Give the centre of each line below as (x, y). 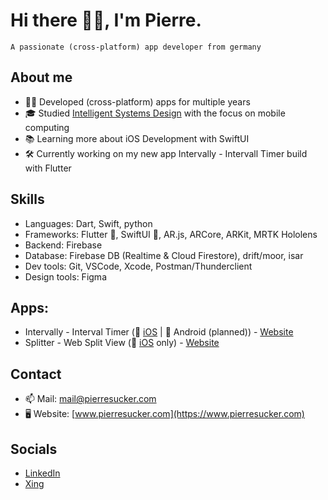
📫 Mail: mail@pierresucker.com (90, 399)
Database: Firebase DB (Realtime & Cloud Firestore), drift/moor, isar (164, 255)
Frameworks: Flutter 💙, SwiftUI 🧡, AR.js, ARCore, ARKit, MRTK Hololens (171, 234)
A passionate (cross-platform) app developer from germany (136, 47)
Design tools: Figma (65, 276)
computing (47, 127)
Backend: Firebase (63, 245)
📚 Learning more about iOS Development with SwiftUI (137, 138)
